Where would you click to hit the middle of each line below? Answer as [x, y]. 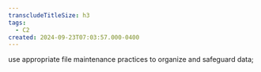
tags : [17, 23]
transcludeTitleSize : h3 [49, 15]
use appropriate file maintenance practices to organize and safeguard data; [131, 59]
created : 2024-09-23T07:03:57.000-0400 [74, 37]
